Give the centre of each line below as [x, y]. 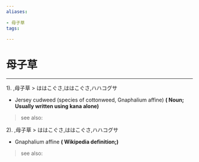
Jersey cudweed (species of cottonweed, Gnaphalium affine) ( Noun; [99, 100]
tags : [13, 28]
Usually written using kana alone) [57, 106]
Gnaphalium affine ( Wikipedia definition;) [67, 142]
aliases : [17, 12]
